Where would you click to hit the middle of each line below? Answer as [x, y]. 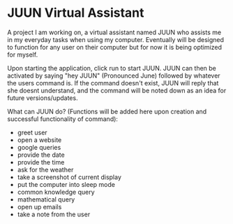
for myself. [23, 55]
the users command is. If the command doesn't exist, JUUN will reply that [113, 83]
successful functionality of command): [63, 119]
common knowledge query [56, 192]
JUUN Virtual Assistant [76, 13]
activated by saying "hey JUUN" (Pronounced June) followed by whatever [114, 76]
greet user [32, 132]
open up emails [39, 206]
